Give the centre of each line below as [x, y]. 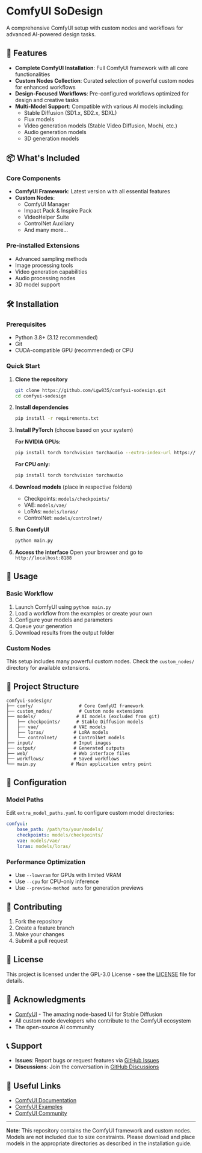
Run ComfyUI [32, 530]
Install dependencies [42, 407]
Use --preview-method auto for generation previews [79, 888]
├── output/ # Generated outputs [66, 748]
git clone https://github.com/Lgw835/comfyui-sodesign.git [90, 390]
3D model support [37, 284]
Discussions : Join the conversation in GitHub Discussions [87, 1067]
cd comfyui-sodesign [41, 396]
